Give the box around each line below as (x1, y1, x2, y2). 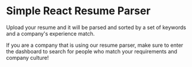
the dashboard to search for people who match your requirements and (6, 47, 177, 55)
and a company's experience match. (6, 30, 95, 37)
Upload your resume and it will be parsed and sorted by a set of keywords (6, 24, 186, 31)
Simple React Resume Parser (6, 4, 151, 18)
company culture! (6, 54, 49, 61)
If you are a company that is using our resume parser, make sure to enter (6, 42, 184, 49)
